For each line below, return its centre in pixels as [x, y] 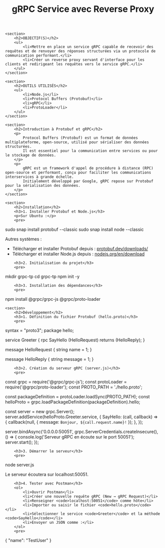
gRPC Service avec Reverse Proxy [83, 9]
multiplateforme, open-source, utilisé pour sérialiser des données [77, 142]
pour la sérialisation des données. [43, 186]
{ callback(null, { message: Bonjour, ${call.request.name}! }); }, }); [74, 422]
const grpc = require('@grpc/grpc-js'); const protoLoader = [66, 382]
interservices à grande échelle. [40, 177]
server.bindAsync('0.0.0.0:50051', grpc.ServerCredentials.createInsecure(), [82, 432]
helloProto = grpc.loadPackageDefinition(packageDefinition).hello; [73, 402]
